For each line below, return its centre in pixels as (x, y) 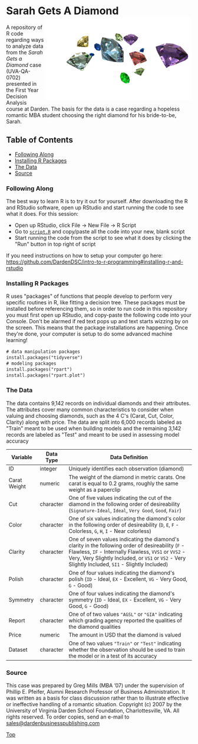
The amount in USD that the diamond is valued (125, 635)
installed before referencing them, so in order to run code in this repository (97, 309)
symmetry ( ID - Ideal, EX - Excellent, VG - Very (125, 600)
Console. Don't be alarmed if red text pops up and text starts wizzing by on (97, 321)
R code (15, 33)
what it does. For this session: (42, 214)
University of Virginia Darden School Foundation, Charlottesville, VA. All (93, 711)
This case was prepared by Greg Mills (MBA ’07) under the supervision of (95, 685)
